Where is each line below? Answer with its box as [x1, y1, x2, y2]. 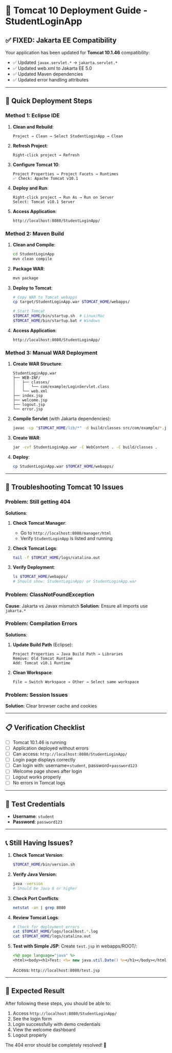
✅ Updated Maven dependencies [12, 71, 83, 77]
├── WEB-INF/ [12, 375, 41, 381]
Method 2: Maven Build [5, 230, 64, 237]
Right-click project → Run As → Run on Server [12, 195, 114, 200]
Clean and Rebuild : [12, 123, 54, 130]
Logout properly [12, 1032, 47, 1038]
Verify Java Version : [12, 871, 57, 877]
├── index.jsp [12, 393, 43, 399]
